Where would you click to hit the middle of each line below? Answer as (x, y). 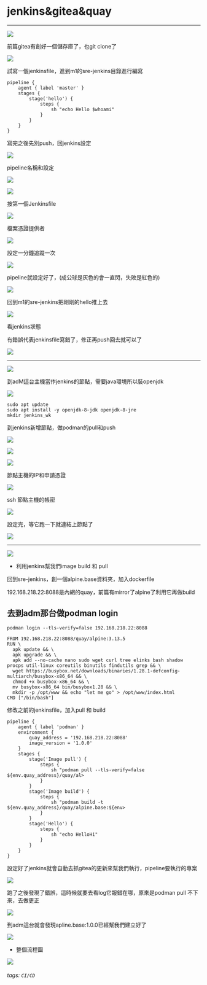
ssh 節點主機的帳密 (31, 499)
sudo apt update (28, 404)
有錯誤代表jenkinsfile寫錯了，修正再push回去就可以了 (75, 340)
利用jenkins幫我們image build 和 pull (62, 566)
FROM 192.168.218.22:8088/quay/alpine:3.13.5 (66, 639)
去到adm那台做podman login (63, 613)
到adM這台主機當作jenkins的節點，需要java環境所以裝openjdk (85, 381)
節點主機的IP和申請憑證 (37, 475)
